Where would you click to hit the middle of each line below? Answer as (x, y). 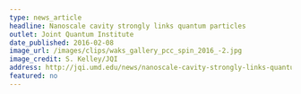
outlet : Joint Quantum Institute (72, 34)
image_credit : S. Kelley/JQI (64, 59)
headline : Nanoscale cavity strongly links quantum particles (128, 26)
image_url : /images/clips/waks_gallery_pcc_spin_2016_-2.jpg (126, 51)
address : (26, 68)
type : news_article (46, 17)
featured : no (34, 76)
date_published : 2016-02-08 (62, 43)
